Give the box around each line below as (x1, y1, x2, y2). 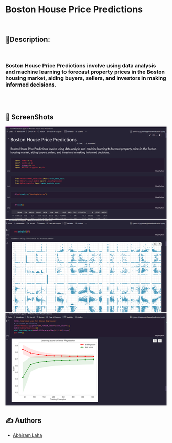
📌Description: (5, 35, 50, 44)
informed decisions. (5, 81, 57, 88)
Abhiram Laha (12, 432, 42, 438)
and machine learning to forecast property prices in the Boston (5, 68, 165, 75)
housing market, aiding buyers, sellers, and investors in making (5, 74, 166, 81)
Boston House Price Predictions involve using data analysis (5, 61, 156, 69)
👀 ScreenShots (5, 113, 54, 121)
